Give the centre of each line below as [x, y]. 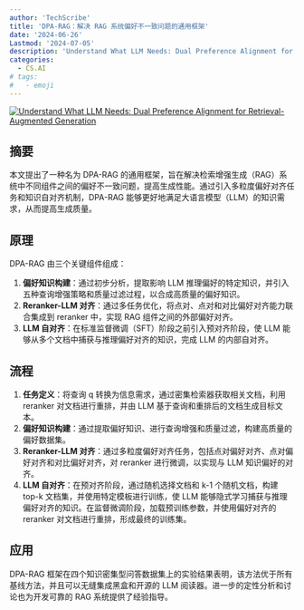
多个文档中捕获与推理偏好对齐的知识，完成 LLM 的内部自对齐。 [156, 340]
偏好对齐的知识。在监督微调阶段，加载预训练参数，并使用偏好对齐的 [149, 508]
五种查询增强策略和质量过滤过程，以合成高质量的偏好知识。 [133, 295]
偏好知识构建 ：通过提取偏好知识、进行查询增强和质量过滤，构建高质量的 [157, 429]
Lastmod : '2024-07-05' [52, 43]
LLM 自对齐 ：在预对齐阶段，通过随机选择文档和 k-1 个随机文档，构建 [150, 485]
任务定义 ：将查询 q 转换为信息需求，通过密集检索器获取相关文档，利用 [154, 394]
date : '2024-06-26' [46, 34]
